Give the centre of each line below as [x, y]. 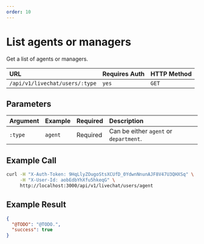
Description [126, 121]
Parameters [29, 104]
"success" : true [32, 230]
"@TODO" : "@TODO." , [36, 224]
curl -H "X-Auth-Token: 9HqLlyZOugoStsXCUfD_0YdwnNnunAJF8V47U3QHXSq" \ [100, 175]
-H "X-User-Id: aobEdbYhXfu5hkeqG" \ [67, 180]
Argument [24, 121]
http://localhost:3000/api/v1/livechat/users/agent [87, 186]
